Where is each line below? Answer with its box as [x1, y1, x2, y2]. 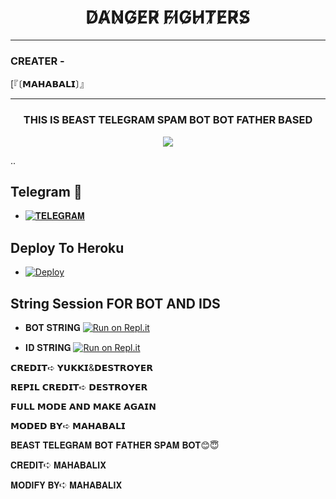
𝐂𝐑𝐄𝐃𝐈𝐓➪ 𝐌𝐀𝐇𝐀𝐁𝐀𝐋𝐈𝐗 [10, 459, 107, 471]
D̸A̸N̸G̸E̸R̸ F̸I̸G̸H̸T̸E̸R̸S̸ [85, 6, 251, 29]
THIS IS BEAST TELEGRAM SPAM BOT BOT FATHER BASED [23, 113, 313, 127]
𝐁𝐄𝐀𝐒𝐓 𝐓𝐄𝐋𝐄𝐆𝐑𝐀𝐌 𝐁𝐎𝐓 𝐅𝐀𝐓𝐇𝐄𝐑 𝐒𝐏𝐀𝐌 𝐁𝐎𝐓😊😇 [10, 439, 220, 451]
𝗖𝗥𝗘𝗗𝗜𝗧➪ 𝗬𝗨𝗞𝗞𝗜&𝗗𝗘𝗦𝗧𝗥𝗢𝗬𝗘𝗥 [10, 361, 154, 373]
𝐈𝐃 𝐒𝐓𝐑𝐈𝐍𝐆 [24, 341, 72, 353]
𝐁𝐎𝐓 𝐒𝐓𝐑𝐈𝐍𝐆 [24, 321, 81, 333]
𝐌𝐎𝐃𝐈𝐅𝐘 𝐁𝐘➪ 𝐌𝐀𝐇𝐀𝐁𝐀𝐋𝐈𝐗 [10, 479, 123, 491]
